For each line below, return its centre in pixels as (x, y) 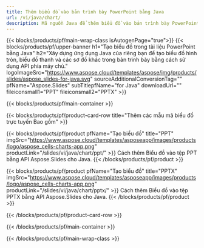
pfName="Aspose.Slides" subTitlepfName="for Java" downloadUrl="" (94, 85)
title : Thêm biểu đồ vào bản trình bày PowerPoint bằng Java (85, 12)
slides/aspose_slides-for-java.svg (48, 79)
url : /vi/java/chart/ (34, 18)
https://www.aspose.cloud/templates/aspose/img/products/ (122, 73)
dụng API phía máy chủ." (37, 66)
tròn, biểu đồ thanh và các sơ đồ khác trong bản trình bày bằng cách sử (96, 60)
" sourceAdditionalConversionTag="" (136, 79)
